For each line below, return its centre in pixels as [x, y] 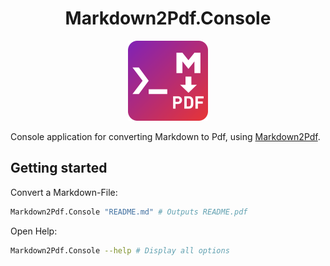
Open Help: [34, 231]
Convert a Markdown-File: [64, 192]
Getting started [59, 168]
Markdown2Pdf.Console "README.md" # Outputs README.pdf [129, 212]
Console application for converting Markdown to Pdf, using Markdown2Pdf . [165, 136]
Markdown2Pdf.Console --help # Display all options [120, 250]
